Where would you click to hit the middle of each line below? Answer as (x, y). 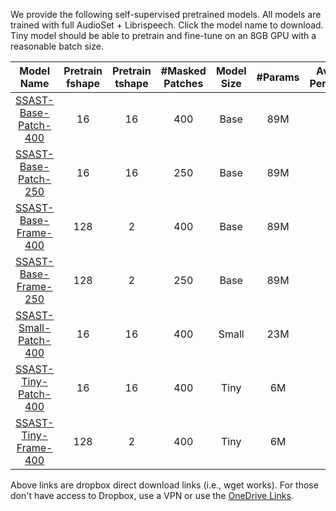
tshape (131, 83)
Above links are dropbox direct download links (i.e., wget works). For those (164, 485)
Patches (183, 83)
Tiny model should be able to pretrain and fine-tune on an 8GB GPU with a (163, 35)
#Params (278, 77)
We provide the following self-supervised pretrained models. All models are (166, 14)
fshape (83, 83)
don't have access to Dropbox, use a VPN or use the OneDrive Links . (152, 495)
